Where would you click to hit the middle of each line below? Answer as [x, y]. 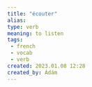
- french [23, 46]
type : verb [23, 27]
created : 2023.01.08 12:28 [46, 66]
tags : [15, 40]
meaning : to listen [36, 33]
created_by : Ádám [32, 72]
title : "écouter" [32, 14]
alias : [17, 20]
